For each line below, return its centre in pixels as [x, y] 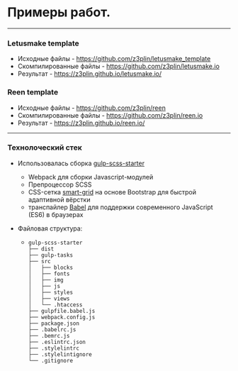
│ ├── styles [50, 292]
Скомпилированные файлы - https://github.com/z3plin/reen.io [110, 115]
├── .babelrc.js [52, 330]
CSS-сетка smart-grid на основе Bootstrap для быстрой [112, 192]
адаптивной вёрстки [59, 199]
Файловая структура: [50, 228]
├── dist [41, 249]
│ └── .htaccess [55, 305]
